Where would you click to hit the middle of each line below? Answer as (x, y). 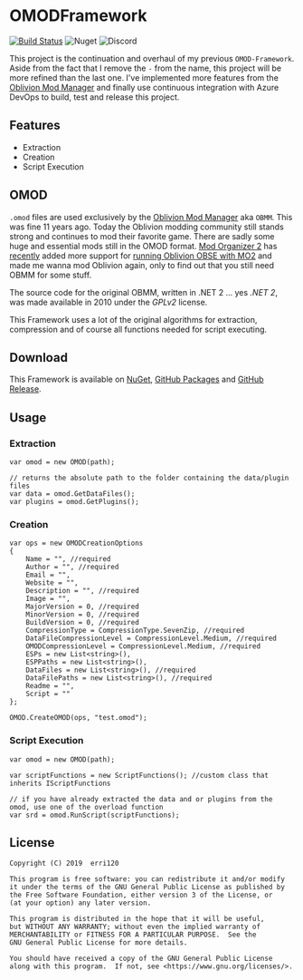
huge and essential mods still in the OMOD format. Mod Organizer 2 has (143, 246)
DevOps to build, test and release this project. (95, 97)
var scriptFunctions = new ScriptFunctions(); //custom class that (139, 775)
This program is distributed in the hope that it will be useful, (137, 919)
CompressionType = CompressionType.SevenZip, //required (135, 631)
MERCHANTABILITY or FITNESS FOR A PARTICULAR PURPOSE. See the (133, 935)
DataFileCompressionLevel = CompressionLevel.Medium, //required (151, 639)
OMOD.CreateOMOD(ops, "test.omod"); (78, 718)
